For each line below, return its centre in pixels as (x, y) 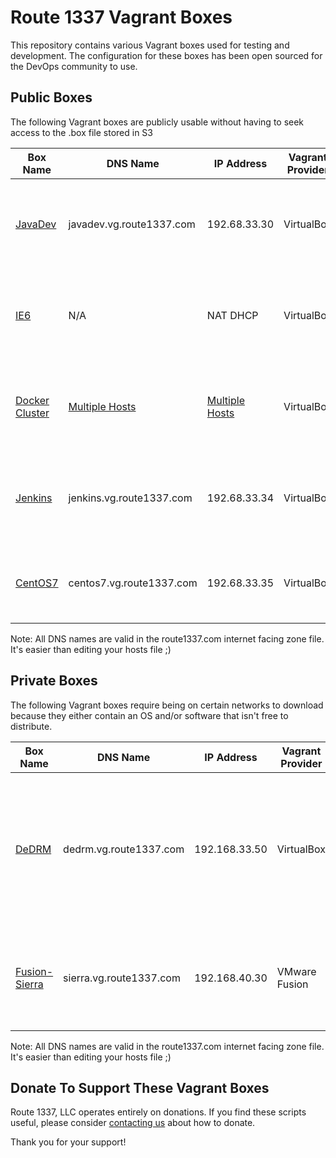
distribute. (31, 726)
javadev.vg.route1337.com (132, 224)
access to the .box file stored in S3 (81, 132)
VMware (296, 971)
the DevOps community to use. (74, 66)
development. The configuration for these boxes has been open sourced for (166, 55)
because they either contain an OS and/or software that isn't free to (149, 715)
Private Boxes (54, 681)
